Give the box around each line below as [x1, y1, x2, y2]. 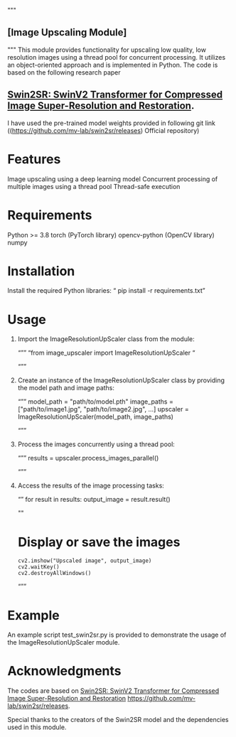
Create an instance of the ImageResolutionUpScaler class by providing [17, 376, 225, 384]
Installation [7, 263, 75, 279]
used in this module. [7, 723, 67, 731]
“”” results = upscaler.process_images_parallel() [17, 454, 159, 463]
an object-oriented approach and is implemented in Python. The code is [7, 60, 218, 69]
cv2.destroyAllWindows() [17, 570, 92, 577]
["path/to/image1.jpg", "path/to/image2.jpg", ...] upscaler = [17, 405, 190, 414]
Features [7, 151, 61, 167]
